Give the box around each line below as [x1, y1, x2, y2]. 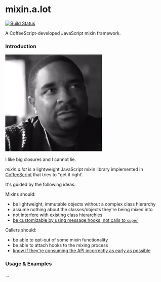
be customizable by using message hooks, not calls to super [12, 217, 138, 223]
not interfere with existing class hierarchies [12, 212, 103, 218]
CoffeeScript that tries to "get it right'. [5, 172, 84, 178]
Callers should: [5, 227, 36, 233]
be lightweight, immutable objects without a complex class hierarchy [12, 201, 156, 207]
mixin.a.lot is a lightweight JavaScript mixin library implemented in [5, 166, 143, 173]
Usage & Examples [5, 260, 52, 267]
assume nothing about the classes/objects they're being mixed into [12, 207, 153, 213]
